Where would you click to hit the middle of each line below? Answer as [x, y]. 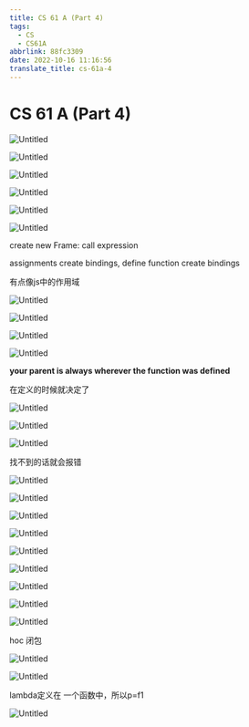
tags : [20, 26]
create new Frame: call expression [74, 245]
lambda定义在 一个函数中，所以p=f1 [77, 695]
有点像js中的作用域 [45, 281]
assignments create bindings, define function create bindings [124, 263]
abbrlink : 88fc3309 [47, 52]
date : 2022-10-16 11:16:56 [61, 60]
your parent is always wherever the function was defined [120, 370]
